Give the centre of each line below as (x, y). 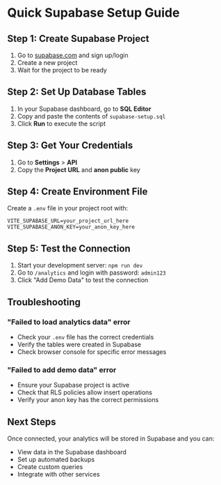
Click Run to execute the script (62, 123)
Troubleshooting (44, 302)
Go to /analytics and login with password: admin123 (91, 272)
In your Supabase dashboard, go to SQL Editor (84, 109)
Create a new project (47, 63)
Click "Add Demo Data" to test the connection (83, 280)
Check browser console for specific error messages (92, 352)
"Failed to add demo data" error (62, 369)
